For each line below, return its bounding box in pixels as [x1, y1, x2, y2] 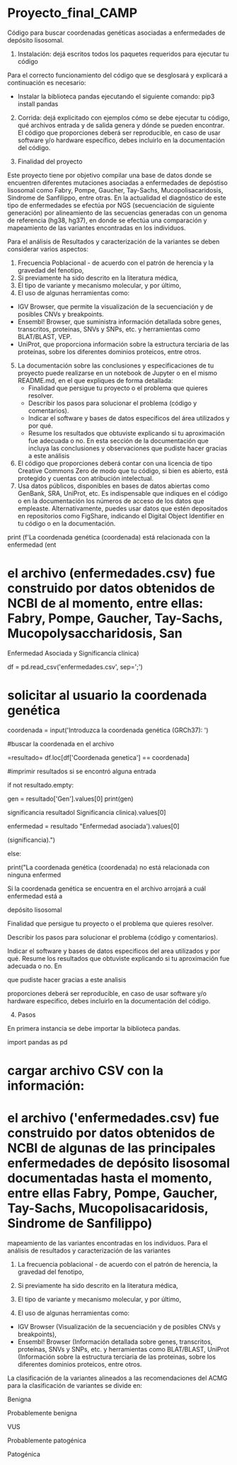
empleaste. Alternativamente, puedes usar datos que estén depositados [17, 504, 228, 513]
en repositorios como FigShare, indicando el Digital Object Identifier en [17, 511, 225, 520]
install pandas [17, 99, 59, 108]
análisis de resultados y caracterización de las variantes [7, 1246, 171, 1255]
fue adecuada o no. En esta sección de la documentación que [28, 436, 209, 445]
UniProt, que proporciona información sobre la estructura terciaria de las [17, 340, 230, 348]
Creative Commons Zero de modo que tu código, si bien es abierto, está [17, 466, 229, 475]
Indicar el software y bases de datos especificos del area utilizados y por [7, 947, 221, 955]
